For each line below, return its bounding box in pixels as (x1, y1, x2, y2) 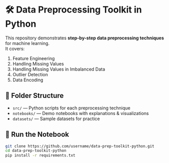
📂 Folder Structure (5, 91, 64, 100)
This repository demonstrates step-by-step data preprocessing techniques (5, 35, 164, 41)
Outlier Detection (12, 71, 48, 77)
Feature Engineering (12, 55, 55, 61)
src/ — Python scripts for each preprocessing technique (12, 104, 131, 111)
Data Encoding (12, 77, 44, 83)
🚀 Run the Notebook (5, 130, 70, 139)
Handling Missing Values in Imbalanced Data (12, 66, 105, 72)
